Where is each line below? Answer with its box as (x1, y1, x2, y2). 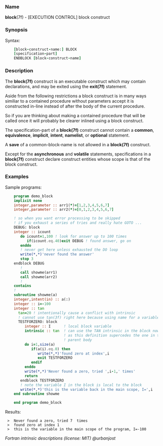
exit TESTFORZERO (37, 355, 73, 360)
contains (14, 283, 32, 289)
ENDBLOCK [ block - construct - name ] (14, 56, 81, 61)
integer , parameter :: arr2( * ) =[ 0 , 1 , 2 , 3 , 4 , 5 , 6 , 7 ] (14, 207, 114, 212)
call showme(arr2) (20, 275, 57, 279)
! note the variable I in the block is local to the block (20, 383, 142, 387)
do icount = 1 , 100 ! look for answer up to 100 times (20, 234, 127, 239)
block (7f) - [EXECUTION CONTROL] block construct (5, 15, 110, 20)
